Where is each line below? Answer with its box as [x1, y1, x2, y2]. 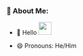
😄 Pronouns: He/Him [16, 42, 77, 50]
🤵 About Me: [6, 6, 49, 16]
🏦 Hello [16, 29, 37, 37]
